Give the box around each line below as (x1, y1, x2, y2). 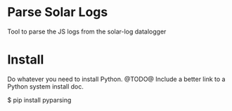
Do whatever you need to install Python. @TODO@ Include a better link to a (7, 75, 226, 83)
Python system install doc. (7, 82, 84, 91)
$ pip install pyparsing (7, 96, 72, 104)
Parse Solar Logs (7, 4, 108, 20)
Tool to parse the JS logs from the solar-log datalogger (7, 27, 167, 36)
